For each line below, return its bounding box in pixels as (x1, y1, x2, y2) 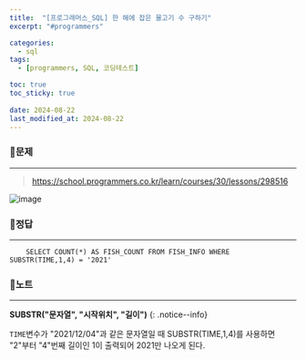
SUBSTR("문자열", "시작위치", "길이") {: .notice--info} (9, 309, 208, 320)
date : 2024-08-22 (9, 106, 76, 115)
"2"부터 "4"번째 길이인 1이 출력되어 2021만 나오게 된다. (9, 340, 206, 351)
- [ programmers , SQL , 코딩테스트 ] (17, 64, 139, 73)
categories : (9, 38, 55, 47)
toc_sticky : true (9, 88, 76, 97)
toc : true (9, 80, 47, 89)
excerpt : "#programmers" (9, 22, 104, 31)
